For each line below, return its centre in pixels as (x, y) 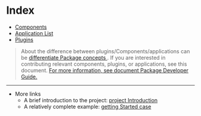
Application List (34, 33)
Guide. (29, 77)
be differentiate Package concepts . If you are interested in (93, 57)
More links (28, 94)
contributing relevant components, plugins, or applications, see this (104, 64)
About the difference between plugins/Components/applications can (105, 51)
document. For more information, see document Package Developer (105, 70)
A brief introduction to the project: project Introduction (91, 100)
